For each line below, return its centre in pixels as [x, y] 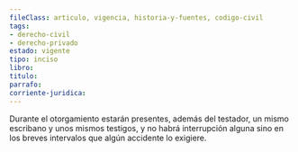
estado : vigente [40, 51]
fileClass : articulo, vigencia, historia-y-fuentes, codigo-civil [136, 18]
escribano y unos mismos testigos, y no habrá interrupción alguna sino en [146, 128]
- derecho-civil [40, 34]
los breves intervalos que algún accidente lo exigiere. [108, 138]
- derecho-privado [44, 43]
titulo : [24, 76]
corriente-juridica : [48, 93]
